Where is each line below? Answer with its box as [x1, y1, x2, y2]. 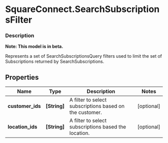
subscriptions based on [69, 103, 125, 110]
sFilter [5, 14, 32, 26]
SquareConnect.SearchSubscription [5, 4, 160, 15]
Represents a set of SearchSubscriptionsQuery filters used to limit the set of [5, 53, 162, 59]
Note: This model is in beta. [5, 44, 63, 50]
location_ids [7, 123, 37, 130]
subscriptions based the [69, 123, 126, 130]
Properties [5, 73, 39, 81]
